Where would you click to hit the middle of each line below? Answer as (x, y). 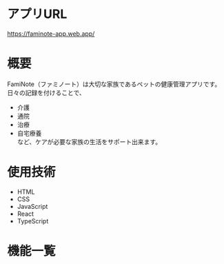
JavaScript (32, 206)
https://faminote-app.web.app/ (51, 33)
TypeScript (33, 221)
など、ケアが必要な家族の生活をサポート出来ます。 (89, 141)
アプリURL (37, 14)
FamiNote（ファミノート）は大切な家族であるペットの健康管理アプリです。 (114, 84)
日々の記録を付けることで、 (47, 92)
